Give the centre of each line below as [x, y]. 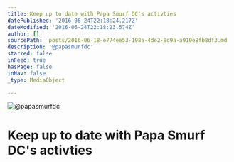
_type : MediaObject [36, 80]
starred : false [30, 54]
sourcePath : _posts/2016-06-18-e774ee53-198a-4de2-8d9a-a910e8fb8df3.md [117, 40]
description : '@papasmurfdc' [50, 47]
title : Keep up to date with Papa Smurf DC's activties [92, 14]
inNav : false [27, 73]
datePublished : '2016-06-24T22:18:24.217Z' [73, 21]
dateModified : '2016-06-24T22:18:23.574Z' [71, 27]
